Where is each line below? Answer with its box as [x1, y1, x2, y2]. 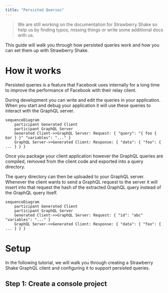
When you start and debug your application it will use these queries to [5, 102, 151, 108]
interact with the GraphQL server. [5, 107, 75, 114]
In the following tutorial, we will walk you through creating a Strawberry [5, 259, 153, 266]
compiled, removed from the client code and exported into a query [5, 158, 144, 164]
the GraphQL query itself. [5, 189, 58, 195]
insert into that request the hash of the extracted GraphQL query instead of [5, 184, 161, 190]
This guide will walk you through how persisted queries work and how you [5, 41, 160, 48]
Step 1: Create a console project [5, 279, 107, 288]
